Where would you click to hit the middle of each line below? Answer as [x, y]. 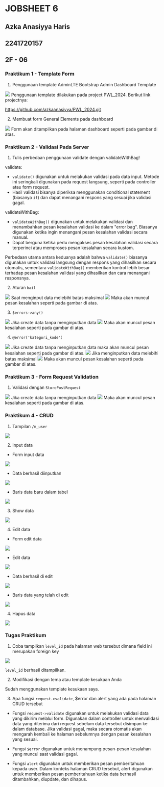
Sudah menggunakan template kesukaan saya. [52, 689]
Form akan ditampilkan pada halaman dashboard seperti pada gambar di [84, 129]
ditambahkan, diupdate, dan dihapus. [50, 779]
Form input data [28, 455]
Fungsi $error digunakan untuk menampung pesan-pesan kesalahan [81, 749]
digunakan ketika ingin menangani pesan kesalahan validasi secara [80, 232]
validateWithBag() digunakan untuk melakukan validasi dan [72, 222]
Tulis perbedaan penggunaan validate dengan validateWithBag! [76, 157]
